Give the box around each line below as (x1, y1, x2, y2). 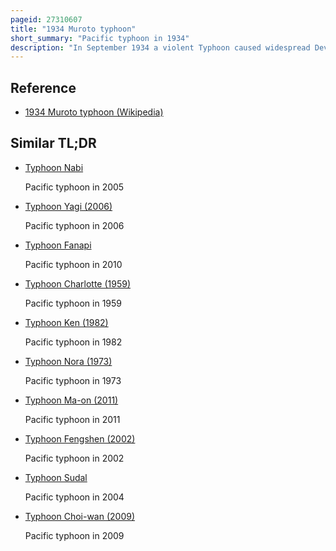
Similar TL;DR (10, 135, 97, 152)
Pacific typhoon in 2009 (24, 529, 125, 541)
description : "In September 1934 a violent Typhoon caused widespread (10, 42, 311, 53)
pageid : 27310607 (10, 14, 83, 25)
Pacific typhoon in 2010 (24, 258, 123, 270)
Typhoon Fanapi (24, 239, 92, 251)
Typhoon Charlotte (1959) (24, 277, 132, 290)
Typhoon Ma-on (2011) (24, 394, 119, 406)
